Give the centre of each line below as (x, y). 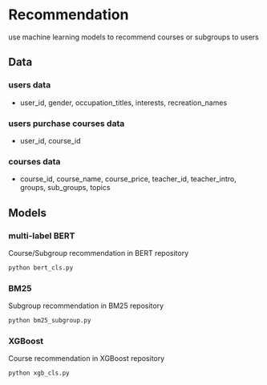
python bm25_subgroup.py (50, 321)
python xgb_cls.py (39, 373)
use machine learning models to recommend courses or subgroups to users (133, 37)
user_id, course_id (50, 140)
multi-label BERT (42, 236)
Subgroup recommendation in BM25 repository (86, 306)
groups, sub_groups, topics (65, 188)
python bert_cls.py (41, 267)
